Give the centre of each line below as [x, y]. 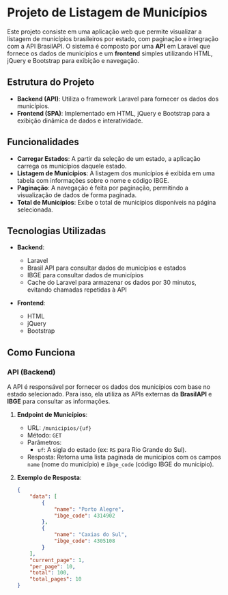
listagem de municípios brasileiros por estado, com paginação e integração [113, 38]
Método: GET [44, 435]
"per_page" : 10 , [53, 566]
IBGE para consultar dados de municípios [85, 275]
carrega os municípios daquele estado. [72, 166]
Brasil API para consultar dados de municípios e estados [106, 268]
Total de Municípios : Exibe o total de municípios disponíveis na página [116, 202]
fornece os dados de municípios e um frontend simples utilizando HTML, [110, 53]
